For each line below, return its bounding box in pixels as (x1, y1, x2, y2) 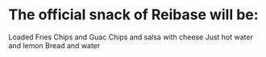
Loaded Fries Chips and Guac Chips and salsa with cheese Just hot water (8, 32, 254, 42)
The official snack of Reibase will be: (8, 6, 260, 24)
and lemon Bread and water (8, 40, 101, 50)
